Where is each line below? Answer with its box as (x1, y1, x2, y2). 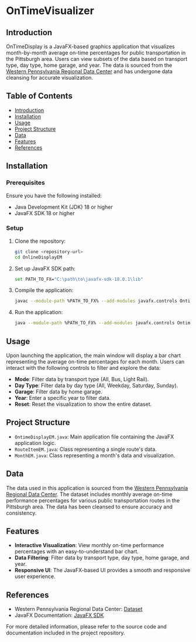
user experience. (14, 573, 56, 580)
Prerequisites (6, 179, 45, 187)
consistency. (6, 509, 37, 517)
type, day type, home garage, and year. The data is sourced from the (6, 62, 173, 69)
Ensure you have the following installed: (6, 192, 102, 199)
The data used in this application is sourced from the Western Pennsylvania (6, 484, 188, 491)
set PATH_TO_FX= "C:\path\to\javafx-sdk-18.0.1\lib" (14, 276, 143, 282)
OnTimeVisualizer (6, 4, 95, 18)
